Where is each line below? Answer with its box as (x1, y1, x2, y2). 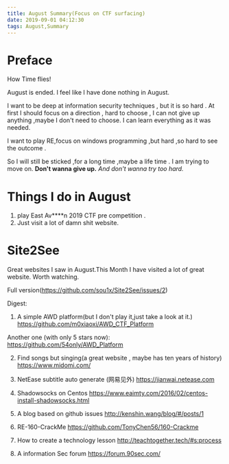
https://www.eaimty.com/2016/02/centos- (88, 389, 208, 397)
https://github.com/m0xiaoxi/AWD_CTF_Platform (16, 320, 154, 328)
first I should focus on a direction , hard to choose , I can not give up (7, 109, 200, 117)
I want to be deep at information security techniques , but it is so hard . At (7, 102, 215, 110)
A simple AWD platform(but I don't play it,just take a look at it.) (16, 313, 193, 321)
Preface (7, 52, 53, 68)
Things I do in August (7, 189, 132, 205)
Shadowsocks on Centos (16, 389, 88, 397)
